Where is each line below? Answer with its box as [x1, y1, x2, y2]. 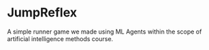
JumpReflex [7, 5, 77, 21]
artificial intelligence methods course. [7, 34, 114, 42]
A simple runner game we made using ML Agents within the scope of [7, 27, 202, 36]
